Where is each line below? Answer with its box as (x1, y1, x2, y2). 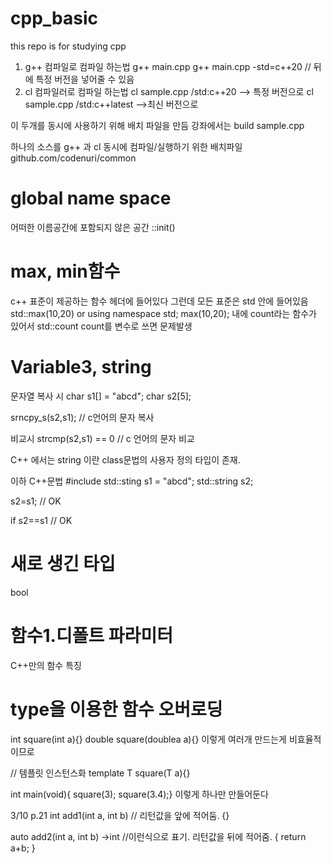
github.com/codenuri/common (10, 152, 137, 164)
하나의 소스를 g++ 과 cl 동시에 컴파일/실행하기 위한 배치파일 (10, 140, 243, 152)
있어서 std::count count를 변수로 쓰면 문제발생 (10, 320, 193, 332)
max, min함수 (10, 260, 121, 283)
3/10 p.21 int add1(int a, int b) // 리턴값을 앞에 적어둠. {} (10, 809, 230, 821)
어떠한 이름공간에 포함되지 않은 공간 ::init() (10, 221, 176, 233)
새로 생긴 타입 (10, 552, 116, 575)
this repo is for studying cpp (10, 40, 127, 52)
